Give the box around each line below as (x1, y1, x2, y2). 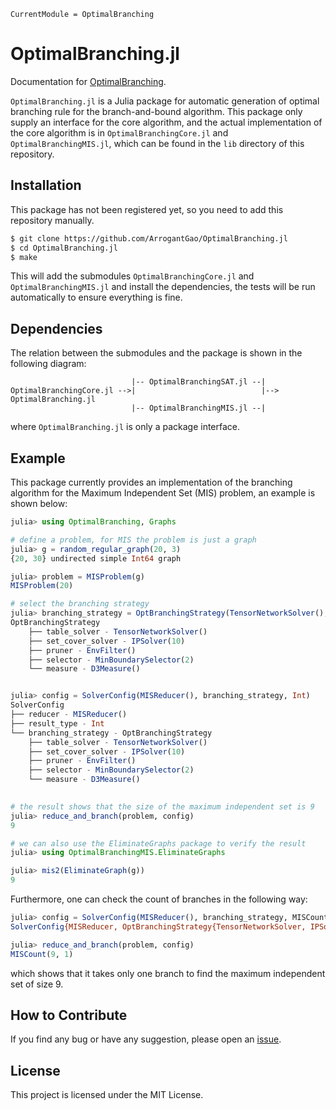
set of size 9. (10, 978, 64, 990)
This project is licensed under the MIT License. (10, 1089, 204, 1101)
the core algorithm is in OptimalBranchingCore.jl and (10, 126, 229, 139)
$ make (10, 252, 38, 262)
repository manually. (10, 214, 95, 226)
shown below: (10, 498, 68, 509)
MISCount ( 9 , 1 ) (10, 949, 74, 959)
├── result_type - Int (10, 718, 105, 729)
